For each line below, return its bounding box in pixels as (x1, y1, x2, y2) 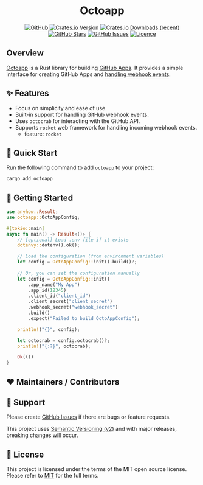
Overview (6, 48, 44, 58)
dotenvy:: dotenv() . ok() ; (17, 242, 80, 248)
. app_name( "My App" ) (28, 281, 80, 288)
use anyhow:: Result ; (6, 209, 59, 215)
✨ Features (6, 88, 49, 99)
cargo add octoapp (6, 176, 53, 182)
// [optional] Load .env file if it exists (17, 237, 129, 243)
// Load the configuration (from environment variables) (17, 253, 165, 259)
